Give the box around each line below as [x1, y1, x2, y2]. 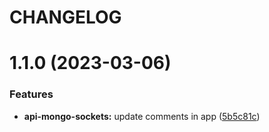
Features [9, 87, 54, 101]
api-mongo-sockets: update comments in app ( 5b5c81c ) [23, 110, 261, 122]
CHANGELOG [9, 6, 122, 29]
